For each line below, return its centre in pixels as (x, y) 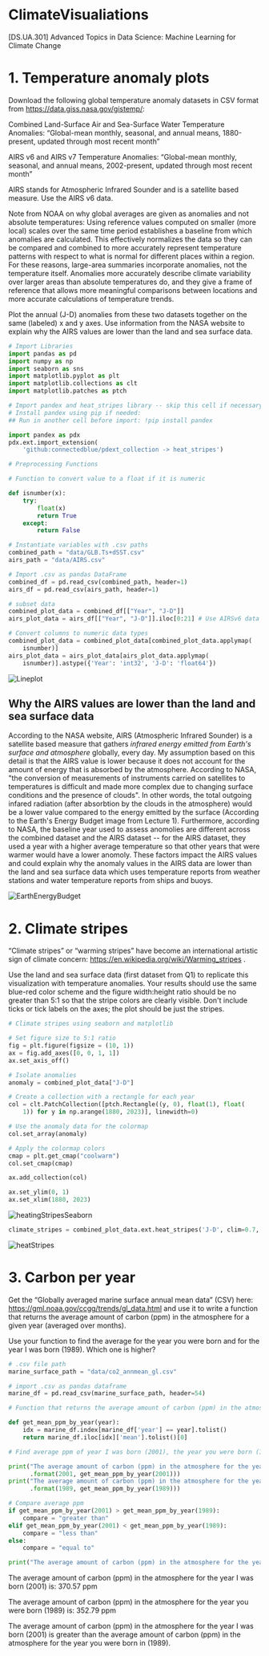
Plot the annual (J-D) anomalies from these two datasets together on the (128, 314)
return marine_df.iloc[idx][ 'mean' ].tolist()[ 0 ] (105, 1437)
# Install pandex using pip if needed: (75, 413)
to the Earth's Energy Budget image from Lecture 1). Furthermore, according (134, 821)
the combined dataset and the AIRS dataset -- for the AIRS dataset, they (127, 838)
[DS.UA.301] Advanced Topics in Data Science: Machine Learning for (122, 37)
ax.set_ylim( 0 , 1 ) (39, 1192)
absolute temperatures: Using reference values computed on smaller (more (132, 222)
